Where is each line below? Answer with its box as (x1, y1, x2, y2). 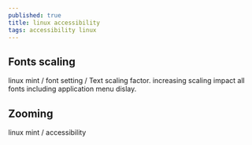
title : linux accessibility (8, 19, 101, 27)
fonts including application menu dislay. (8, 84, 137, 94)
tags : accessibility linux (8, 26, 97, 34)
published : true (8, 11, 61, 20)
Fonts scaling (8, 55, 76, 68)
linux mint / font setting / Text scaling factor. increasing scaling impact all (8, 76, 246, 85)
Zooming (8, 107, 54, 120)
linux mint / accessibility (8, 128, 87, 137)
